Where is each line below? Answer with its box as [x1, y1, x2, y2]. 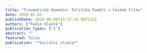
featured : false [5, 36, 40, 41]
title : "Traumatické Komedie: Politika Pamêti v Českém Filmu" [5, 7, 143, 13]
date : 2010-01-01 [5, 12, 42, 17]
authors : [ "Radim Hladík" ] [5, 21, 63, 27]
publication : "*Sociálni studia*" [5, 40, 79, 45]
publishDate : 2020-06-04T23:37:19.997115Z [5, 17, 97, 22]
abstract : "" [5, 31, 33, 36]
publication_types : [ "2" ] [5, 26, 60, 31]
